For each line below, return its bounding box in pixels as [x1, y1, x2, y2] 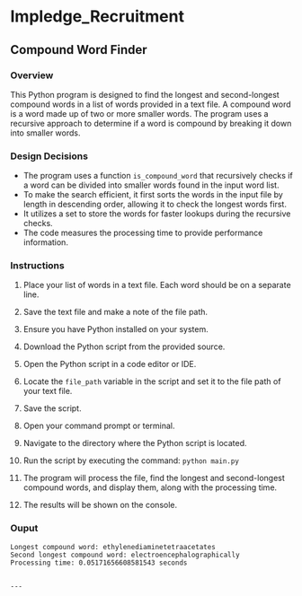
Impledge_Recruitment [10, 6, 185, 27]
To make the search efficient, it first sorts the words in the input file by [22, 189, 284, 200]
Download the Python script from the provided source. [22, 341, 226, 352]
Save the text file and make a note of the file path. [22, 307, 209, 318]
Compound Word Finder [10, 42, 147, 57]
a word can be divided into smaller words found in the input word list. [22, 180, 280, 190]
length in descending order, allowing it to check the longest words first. [22, 199, 287, 210]
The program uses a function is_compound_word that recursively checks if [22, 171, 293, 181]
